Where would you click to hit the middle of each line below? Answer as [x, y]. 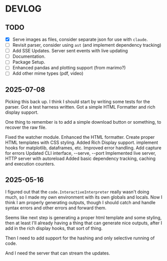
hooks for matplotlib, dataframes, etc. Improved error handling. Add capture [83, 148]
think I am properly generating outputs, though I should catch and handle [80, 203]
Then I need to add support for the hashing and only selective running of [80, 238]
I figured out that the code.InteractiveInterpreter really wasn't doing [77, 192]
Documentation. [29, 56]
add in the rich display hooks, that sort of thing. [54, 228]
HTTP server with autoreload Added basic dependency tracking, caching [80, 158]
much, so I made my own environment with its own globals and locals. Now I [84, 197]
